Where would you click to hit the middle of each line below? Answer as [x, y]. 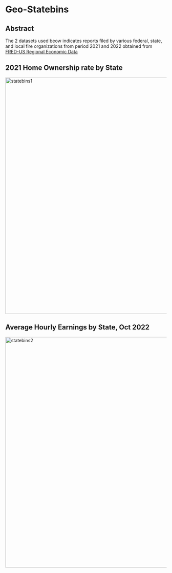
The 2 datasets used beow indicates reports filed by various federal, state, [84, 41]
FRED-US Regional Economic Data [41, 52]
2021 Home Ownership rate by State [64, 68]
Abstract [20, 29]
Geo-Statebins [37, 10]
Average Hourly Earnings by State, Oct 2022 [78, 327]
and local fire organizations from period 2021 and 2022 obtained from [79, 46]
